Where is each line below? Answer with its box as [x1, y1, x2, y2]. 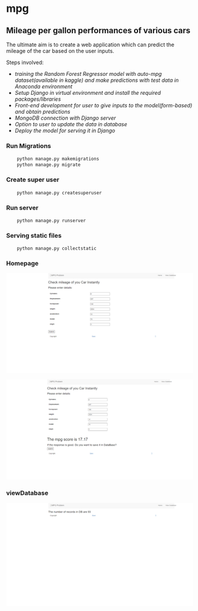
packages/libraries [14, 95, 61, 103]
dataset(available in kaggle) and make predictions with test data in [14, 76, 179, 84]
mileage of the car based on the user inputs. [6, 47, 114, 55]
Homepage [6, 260, 39, 268]
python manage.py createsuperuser [17, 190, 102, 196]
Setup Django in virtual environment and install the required [14, 89, 161, 96]
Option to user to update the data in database [14, 121, 127, 127]
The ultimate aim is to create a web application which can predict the [6, 41, 175, 48]
